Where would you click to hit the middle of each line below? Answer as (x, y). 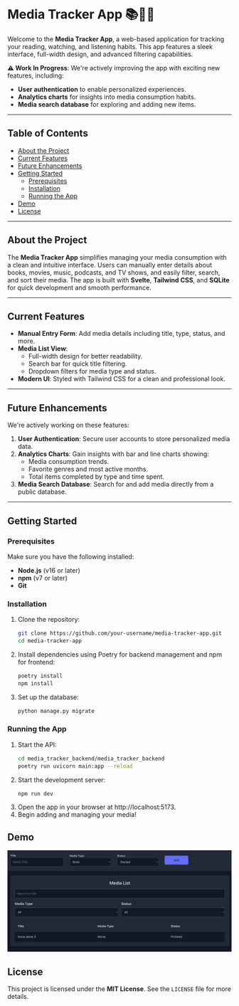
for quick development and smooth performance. (79, 287)
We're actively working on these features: (68, 425)
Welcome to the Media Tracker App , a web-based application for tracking (116, 39)
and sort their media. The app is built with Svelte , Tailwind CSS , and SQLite (118, 280)
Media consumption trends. (68, 462)
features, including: (36, 75)
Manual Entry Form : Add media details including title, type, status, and (121, 334)
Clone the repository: (49, 620)
